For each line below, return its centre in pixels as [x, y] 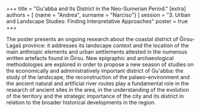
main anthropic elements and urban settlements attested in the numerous [97, 52]
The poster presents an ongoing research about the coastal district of [92, 39]
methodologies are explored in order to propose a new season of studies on [100, 64]
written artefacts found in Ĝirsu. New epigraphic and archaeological [90, 58]
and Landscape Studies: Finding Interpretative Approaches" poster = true [97, 21]
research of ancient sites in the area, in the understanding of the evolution [97, 90]
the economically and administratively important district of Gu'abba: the [95, 71]
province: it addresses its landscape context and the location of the [106, 45]
